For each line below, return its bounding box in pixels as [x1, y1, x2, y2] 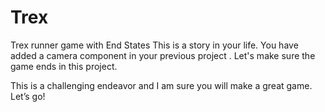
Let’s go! [10, 90, 46, 102]
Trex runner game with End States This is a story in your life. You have [10, 39, 299, 51]
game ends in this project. [10, 60, 118, 72]
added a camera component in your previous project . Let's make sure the [10, 49, 316, 61]
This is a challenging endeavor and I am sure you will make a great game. [10, 79, 313, 91]
